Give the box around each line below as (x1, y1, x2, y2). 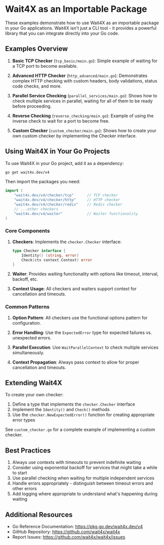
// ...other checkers (14, 207, 58, 211)
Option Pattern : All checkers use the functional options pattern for (12, 315, 148, 321)
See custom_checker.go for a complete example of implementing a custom (5, 426, 156, 433)
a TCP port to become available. (12, 63, 78, 69)
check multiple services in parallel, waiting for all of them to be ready (12, 98, 153, 104)
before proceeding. (12, 103, 52, 109)
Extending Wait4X (5, 379, 63, 387)
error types (12, 417, 36, 423)
